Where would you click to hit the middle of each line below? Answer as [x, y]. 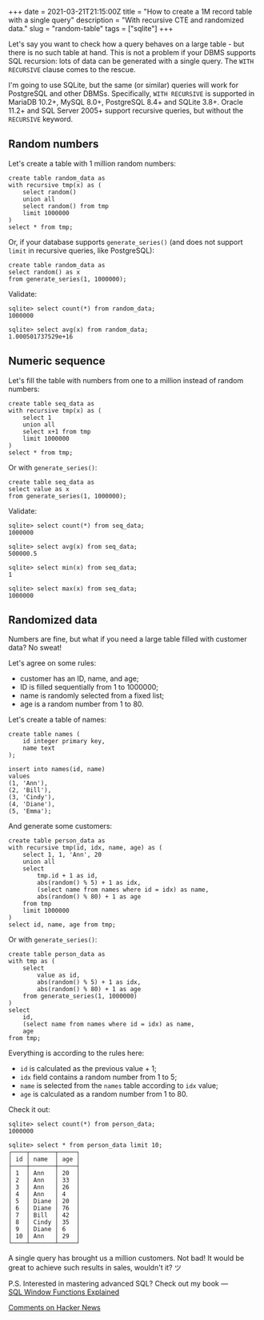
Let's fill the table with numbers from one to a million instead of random [126, 380]
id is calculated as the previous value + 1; [88, 1069]
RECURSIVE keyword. [41, 119]
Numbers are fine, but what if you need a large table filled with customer [128, 639]
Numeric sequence [57, 361]
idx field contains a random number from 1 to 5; [98, 1077]
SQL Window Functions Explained [64, 1292]
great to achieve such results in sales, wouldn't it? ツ [95, 1268]
